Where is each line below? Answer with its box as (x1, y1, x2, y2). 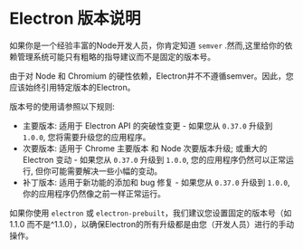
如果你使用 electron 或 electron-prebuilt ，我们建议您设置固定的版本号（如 (9, 207, 292, 218)
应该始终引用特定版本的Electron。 (9, 81, 136, 92)
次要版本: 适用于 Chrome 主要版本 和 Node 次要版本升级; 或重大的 (22, 142, 268, 154)
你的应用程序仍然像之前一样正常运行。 (22, 187, 166, 199)
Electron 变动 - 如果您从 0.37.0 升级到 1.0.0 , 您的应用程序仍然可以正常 (22, 154, 287, 165)
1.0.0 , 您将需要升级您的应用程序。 (22, 131, 151, 142)
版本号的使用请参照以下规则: (9, 101, 116, 111)
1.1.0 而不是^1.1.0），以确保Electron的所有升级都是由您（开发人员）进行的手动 (9, 218, 295, 229)
